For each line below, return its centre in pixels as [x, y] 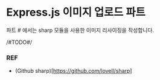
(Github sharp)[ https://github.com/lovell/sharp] [73, 71]
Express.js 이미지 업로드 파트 [76, 12]
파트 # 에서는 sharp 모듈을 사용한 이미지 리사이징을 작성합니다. [80, 30]
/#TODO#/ [19, 42]
